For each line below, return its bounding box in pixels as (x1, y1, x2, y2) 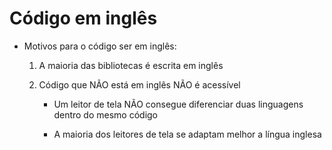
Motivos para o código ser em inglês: (23, 40, 177, 52)
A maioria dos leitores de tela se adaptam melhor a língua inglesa (53, 128, 322, 140)
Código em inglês (9, 7, 158, 30)
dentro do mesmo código (53, 108, 158, 121)
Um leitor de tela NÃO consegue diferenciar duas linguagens (53, 98, 304, 110)
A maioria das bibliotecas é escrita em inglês (38, 59, 224, 71)
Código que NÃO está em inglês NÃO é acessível (38, 78, 241, 91)
